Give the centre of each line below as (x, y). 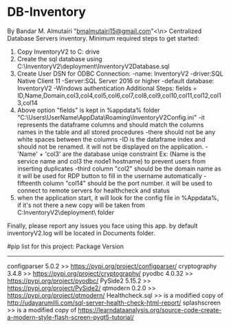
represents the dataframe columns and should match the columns (110, 124)
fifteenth (29, 183)
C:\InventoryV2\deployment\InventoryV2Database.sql (93, 66)
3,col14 (27, 102)
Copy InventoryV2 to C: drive (58, 52)
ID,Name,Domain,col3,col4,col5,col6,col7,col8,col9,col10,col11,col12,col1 (119, 95)
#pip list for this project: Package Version (65, 246)
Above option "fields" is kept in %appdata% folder (88, 110)
